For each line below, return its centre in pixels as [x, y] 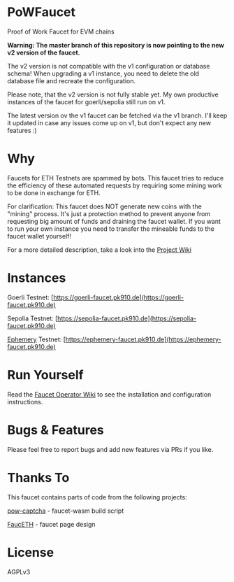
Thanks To [38, 477]
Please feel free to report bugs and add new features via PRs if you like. [110, 449]
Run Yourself [45, 375]
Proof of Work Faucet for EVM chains [61, 31]
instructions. [25, 402]
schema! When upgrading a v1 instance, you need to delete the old [103, 73]
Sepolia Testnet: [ [32, 318]
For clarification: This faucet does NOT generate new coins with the [105, 206]
